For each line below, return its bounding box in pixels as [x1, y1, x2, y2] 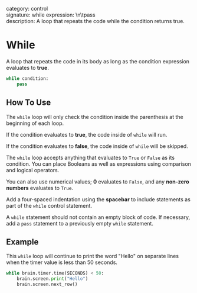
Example [6, 237, 39, 247]
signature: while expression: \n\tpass [6, 11, 96, 18]
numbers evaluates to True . [6, 184, 74, 191]
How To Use [6, 98, 51, 108]
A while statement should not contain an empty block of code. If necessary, [6, 213, 191, 221]
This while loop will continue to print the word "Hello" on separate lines [6, 253, 179, 260]
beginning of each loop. [6, 120, 64, 127]
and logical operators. [6, 166, 60, 173]
